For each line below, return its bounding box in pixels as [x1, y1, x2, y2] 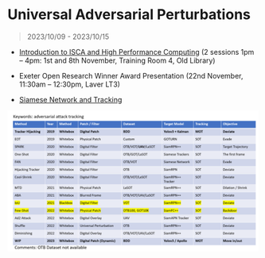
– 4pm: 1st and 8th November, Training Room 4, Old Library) [18, 56, 216, 65]
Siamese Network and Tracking [18, 94, 123, 104]
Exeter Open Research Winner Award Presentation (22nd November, [18, 71, 244, 80]
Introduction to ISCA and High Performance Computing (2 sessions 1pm [18, 47, 255, 56]
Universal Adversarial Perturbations [7, 6, 251, 24]
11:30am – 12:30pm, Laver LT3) [18, 79, 121, 89]
